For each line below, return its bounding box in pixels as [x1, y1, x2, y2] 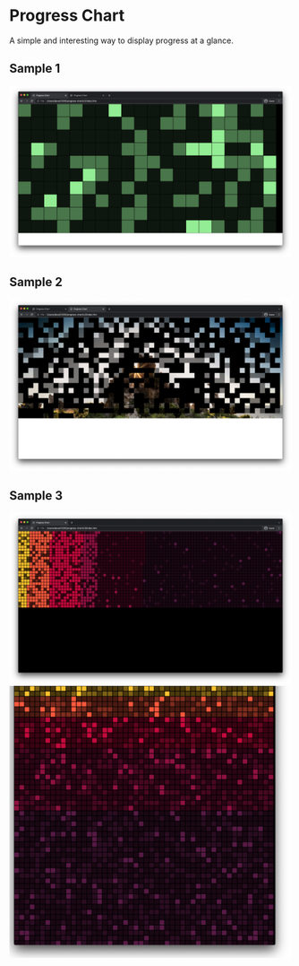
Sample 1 [9, 61, 61, 76]
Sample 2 [9, 274, 63, 290]
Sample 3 [9, 488, 64, 503]
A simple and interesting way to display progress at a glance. [9, 35, 235, 46]
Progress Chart [9, 5, 125, 26]
